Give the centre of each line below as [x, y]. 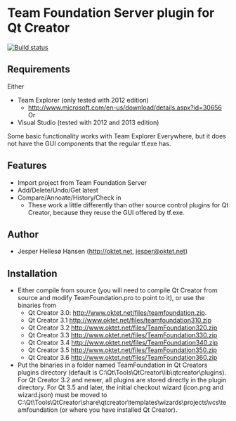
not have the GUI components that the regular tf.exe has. [89, 143]
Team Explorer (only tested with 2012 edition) [83, 100]
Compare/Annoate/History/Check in [69, 197]
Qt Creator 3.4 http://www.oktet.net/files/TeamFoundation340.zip [123, 343]
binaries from [37, 305]
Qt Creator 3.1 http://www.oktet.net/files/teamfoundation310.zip [120, 320]
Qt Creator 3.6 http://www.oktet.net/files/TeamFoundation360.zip [123, 358]
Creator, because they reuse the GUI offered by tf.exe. [106, 212]
